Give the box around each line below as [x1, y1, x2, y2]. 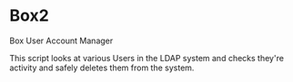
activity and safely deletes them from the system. [9, 62, 195, 73]
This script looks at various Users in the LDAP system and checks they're [9, 52, 285, 63]
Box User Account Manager [9, 35, 114, 46]
